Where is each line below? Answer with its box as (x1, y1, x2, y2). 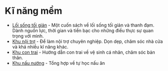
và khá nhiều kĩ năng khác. (12, 43, 69, 50)
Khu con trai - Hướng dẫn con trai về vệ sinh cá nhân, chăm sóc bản (12, 49, 155, 55)
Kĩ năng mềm (5, 5, 62, 17)
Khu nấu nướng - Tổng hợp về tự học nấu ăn (12, 60, 105, 66)
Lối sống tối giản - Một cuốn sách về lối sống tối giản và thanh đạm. (12, 22, 155, 28)
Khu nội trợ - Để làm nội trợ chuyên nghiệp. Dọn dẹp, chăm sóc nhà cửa (12, 38, 163, 44)
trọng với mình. (12, 33, 44, 39)
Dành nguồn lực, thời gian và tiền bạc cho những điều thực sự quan (12, 27, 154, 33)
